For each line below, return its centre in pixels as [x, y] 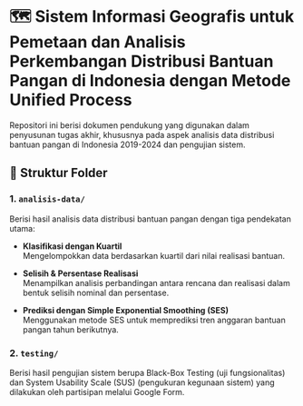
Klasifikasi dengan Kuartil [72, 246]
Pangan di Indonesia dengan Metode [150, 81]
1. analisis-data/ [48, 199]
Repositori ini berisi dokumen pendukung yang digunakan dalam [129, 125]
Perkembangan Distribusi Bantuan [142, 61]
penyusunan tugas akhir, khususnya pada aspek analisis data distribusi [142, 134]
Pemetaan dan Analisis [98, 42]
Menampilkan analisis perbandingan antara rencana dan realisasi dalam [156, 282]
